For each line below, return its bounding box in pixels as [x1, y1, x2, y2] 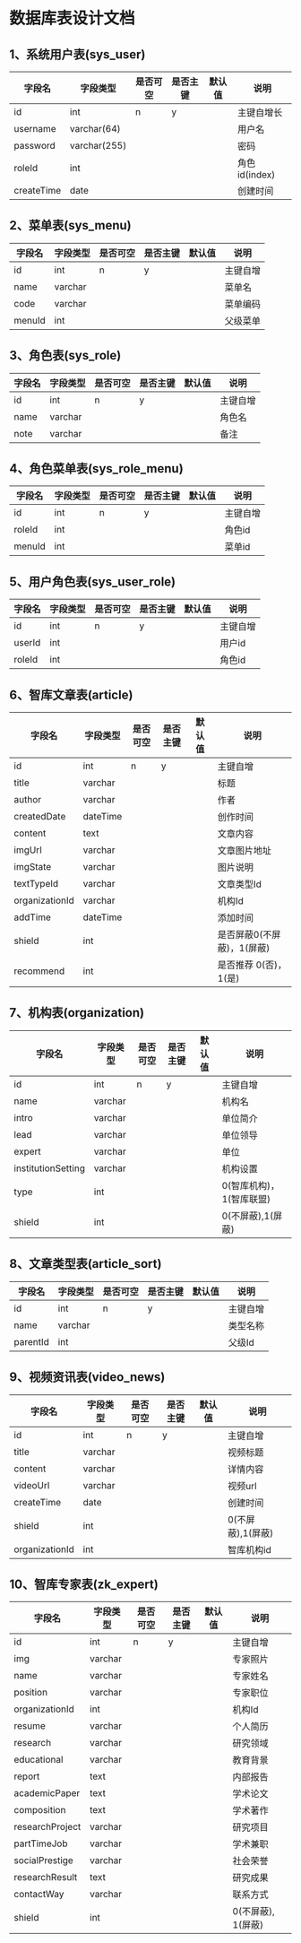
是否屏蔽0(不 [217, 929, 272, 941]
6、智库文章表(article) [9, 687, 133, 702]
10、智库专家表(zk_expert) [9, 1576, 159, 1592]
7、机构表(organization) [9, 1005, 145, 1020]
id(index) [236, 169, 276, 180]
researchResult [13, 1871, 78, 1884]
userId [13, 637, 41, 649]
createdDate [13, 811, 66, 823]
